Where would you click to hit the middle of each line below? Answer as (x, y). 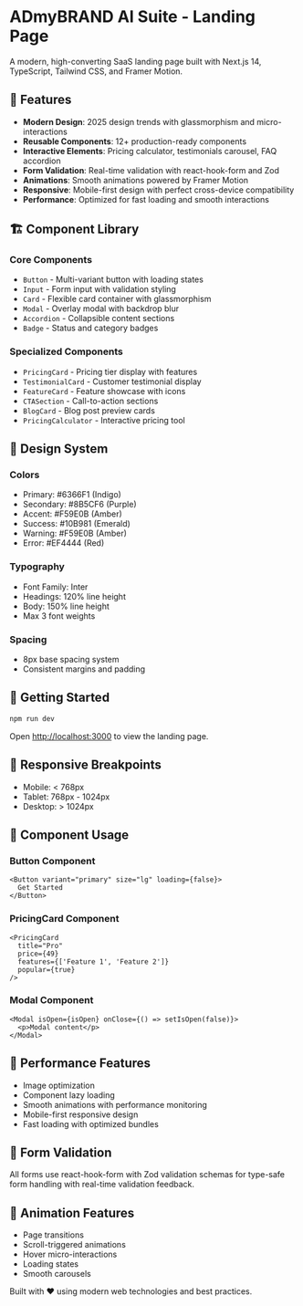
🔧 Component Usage (69, 835)
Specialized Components (66, 351)
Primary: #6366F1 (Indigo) (72, 495)
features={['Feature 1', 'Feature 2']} (94, 961)
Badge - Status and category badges (90, 328)
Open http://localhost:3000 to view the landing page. (109, 736)
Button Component (52, 861)
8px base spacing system (71, 660)
